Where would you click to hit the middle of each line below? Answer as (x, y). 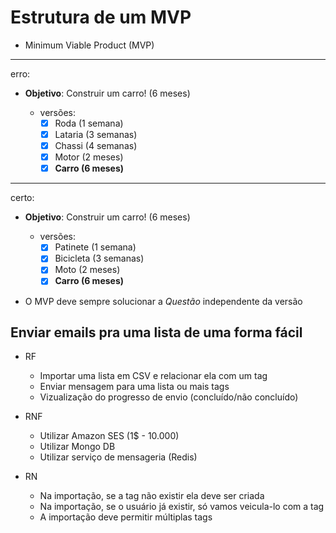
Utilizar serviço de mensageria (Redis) (118, 457)
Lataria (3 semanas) (96, 134)
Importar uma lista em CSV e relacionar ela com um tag (153, 376)
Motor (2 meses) (89, 157)
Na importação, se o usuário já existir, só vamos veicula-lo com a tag (182, 507)
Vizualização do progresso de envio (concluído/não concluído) (169, 397)
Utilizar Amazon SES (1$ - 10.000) (109, 436)
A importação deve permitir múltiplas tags (126, 517)
